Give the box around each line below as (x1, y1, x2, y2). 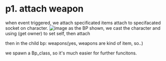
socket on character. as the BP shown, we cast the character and (5, 25, 161, 31)
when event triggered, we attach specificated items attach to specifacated (5, 20, 161, 26)
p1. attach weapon (5, 3, 84, 15)
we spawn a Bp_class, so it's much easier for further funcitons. (5, 50, 137, 56)
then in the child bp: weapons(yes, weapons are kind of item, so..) (5, 40, 144, 46)
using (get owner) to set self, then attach (5, 30, 90, 36)
